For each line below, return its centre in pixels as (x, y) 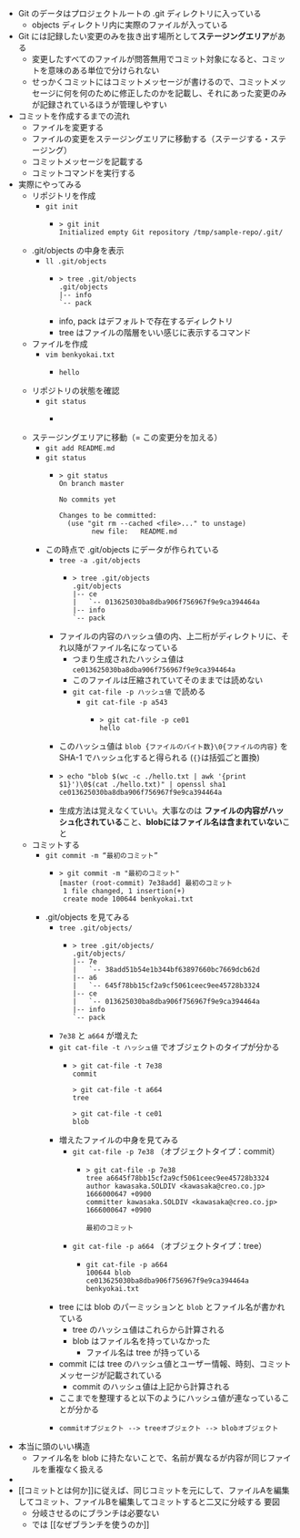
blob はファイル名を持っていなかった (141, 1341)
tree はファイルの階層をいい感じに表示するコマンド (155, 332)
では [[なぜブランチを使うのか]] (90, 1524)
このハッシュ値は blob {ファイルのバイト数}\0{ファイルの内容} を (174, 746)
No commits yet (87, 500)
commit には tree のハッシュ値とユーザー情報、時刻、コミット (175, 1364)
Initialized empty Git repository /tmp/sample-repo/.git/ (171, 232)
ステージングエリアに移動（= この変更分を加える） (127, 437)
